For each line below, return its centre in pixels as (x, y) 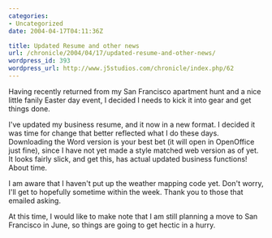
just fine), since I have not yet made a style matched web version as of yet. (134, 150)
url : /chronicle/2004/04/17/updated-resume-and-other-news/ (112, 54)
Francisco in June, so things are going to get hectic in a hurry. (112, 225)
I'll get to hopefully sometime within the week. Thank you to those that (126, 192)
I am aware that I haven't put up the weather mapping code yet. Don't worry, (136, 183)
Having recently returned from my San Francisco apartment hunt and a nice (135, 91)
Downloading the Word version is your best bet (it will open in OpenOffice (132, 141)
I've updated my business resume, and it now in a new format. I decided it (132, 124)
